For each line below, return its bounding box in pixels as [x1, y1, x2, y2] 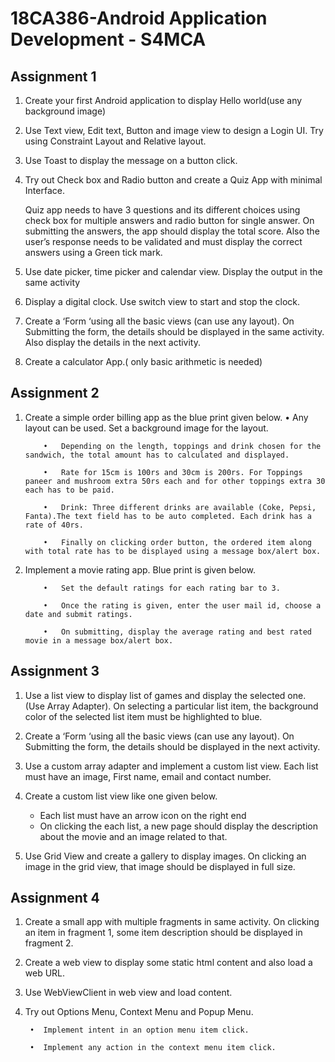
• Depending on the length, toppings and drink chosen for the [43, 441, 322, 451]
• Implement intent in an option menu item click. [29, 1025, 250, 1036]
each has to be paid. [24, 485, 115, 495]
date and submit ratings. [24, 609, 133, 619]
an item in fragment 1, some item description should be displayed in [24, 927, 303, 939]
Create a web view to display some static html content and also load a [24, 957, 313, 969]
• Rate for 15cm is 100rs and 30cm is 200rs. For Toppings [43, 467, 303, 477]
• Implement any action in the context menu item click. [29, 1043, 277, 1053]
